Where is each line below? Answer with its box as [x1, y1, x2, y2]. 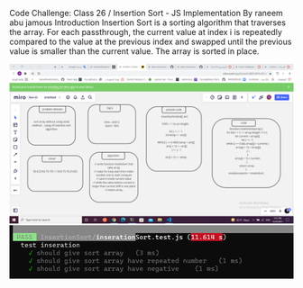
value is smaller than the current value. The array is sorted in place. [9, 46, 260, 57]
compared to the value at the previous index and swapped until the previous [9, 36, 292, 47]
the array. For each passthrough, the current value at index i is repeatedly [9, 27, 282, 37]
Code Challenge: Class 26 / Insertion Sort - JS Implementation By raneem [9, 8, 284, 18]
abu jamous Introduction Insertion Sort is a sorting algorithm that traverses [9, 17, 287, 28]
